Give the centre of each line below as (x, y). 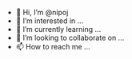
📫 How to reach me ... (53, 47)
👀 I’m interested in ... (50, 21)
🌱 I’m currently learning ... (58, 29)
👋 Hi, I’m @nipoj (42, 12)
